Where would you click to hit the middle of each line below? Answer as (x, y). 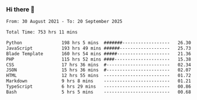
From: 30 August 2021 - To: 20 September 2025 (64, 22)
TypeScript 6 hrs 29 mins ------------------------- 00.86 (99, 87)
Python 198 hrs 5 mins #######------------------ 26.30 (99, 43)
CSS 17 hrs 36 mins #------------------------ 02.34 (99, 65)
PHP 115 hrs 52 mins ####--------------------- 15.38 (99, 59)
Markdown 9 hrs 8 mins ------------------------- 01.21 (99, 81)
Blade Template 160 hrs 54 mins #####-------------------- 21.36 (99, 54)
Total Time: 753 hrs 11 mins (42, 32)
